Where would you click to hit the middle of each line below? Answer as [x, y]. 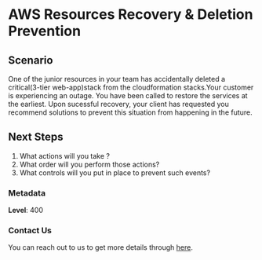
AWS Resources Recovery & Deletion [131, 15]
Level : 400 [25, 211]
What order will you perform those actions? [89, 164]
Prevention [44, 31]
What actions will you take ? [64, 156]
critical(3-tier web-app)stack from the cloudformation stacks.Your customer [131, 87]
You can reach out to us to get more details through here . [101, 247]
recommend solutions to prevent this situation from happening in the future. [130, 112]
